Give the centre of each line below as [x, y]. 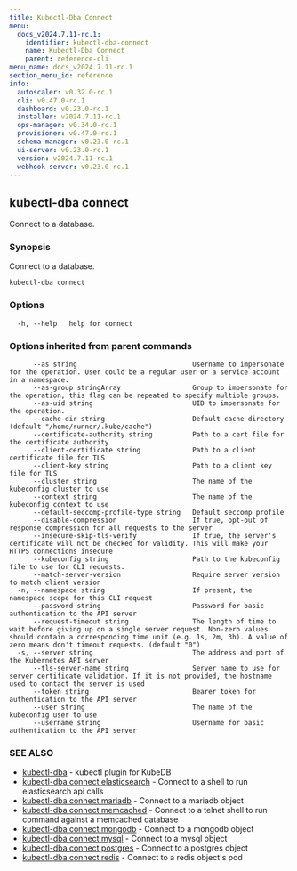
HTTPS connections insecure [61, 552]
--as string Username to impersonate [158, 365]
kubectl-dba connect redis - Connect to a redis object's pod [132, 858]
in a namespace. [39, 380]
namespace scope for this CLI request [81, 598]
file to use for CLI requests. [67, 567]
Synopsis [30, 248]
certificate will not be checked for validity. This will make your [139, 544]
